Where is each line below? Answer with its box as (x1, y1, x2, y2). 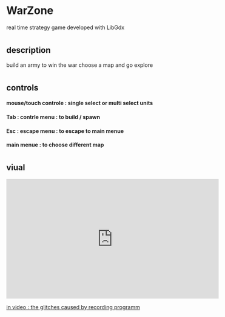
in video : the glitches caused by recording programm (6, 303, 141, 310)
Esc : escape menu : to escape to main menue (6, 127, 124, 134)
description (6, 45, 51, 55)
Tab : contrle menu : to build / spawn (6, 113, 100, 120)
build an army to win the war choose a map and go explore (6, 61, 153, 69)
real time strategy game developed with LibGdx (6, 24, 125, 31)
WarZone (6, 4, 54, 18)
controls (6, 83, 39, 93)
